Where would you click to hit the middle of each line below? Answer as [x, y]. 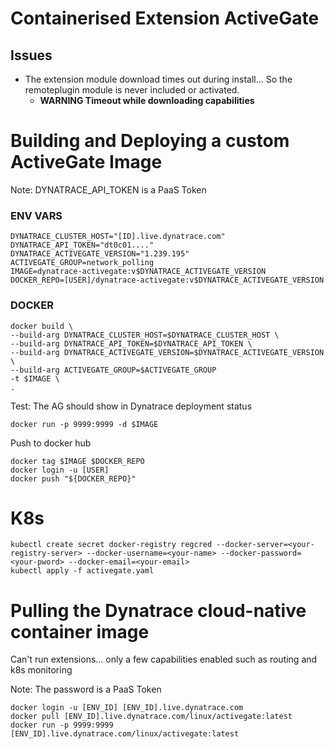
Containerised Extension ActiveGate [165, 18]
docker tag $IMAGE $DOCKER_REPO [77, 461]
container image [80, 631]
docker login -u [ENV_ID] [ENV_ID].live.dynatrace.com [127, 708]
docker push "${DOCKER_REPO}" [73, 478]
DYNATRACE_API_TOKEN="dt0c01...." [82, 245]
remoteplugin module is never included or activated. [132, 90]
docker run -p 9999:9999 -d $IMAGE [84, 424]
